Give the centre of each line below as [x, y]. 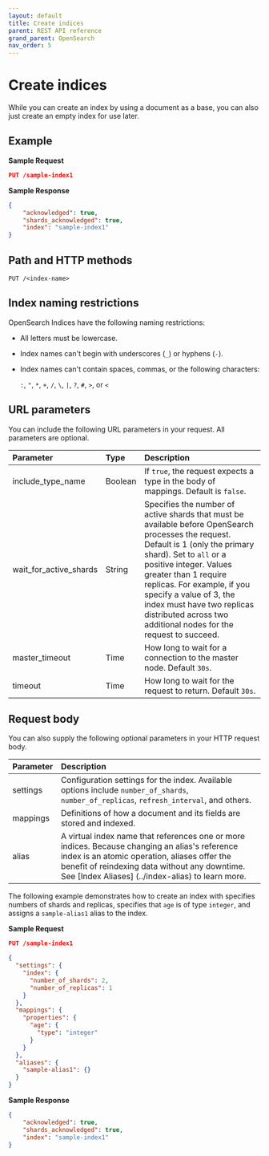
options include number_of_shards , [124, 790]
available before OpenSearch [199, 524]
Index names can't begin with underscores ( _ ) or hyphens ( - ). [122, 353]
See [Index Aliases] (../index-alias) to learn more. [153, 877]
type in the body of [180, 481]
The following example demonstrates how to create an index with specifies [132, 896]
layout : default [35, 16]
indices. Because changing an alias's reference [149, 846]
